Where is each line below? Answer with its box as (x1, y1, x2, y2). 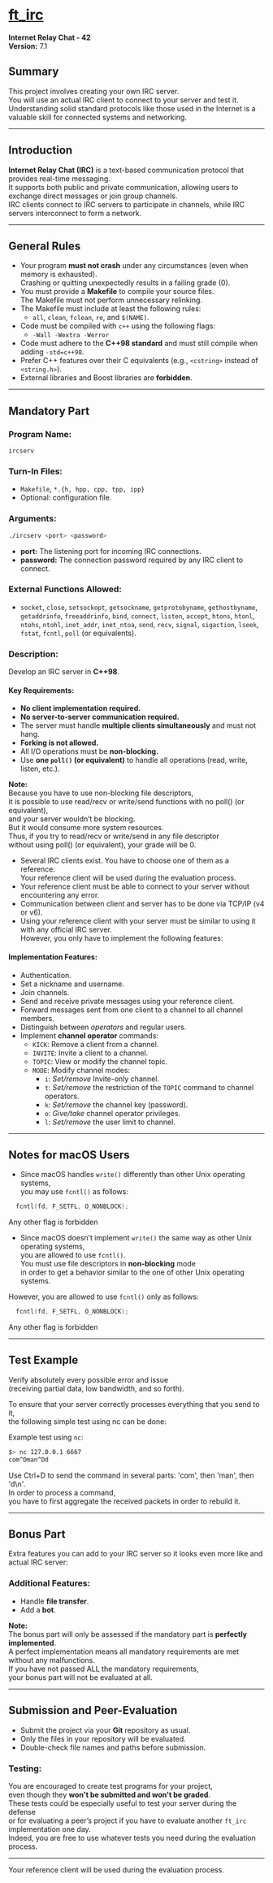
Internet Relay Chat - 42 (8, 32, 91, 42)
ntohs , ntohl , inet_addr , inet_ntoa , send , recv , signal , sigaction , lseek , (19, 619, 259, 629)
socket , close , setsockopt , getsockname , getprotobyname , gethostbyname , (19, 602, 258, 612)
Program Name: (8, 428, 72, 439)
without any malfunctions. (8, 1655, 95, 1664)
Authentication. (19, 970, 71, 980)
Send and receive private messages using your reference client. (19, 996, 235, 1006)
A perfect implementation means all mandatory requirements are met (8, 1647, 240, 1656)
